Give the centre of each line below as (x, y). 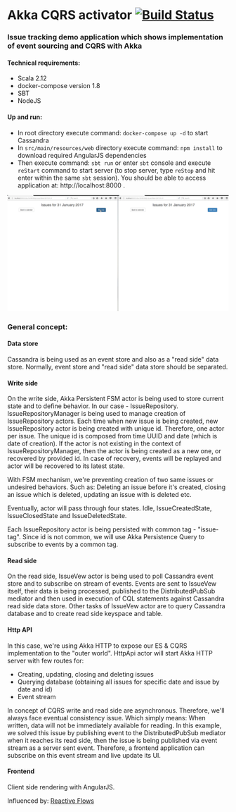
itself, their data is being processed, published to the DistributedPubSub (111, 591)
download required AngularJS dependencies (82, 155)
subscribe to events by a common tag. (63, 545)
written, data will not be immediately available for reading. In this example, (114, 725)
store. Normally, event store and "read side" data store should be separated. (118, 367)
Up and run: (25, 117)
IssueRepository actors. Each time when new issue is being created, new (113, 421)
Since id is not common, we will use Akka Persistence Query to (113, 537)
